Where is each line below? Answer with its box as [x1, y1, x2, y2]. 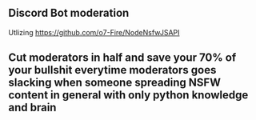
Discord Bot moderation [8, 6, 130, 20]
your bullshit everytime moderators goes [8, 63, 217, 77]
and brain [8, 101, 57, 114]
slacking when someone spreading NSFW [8, 76, 222, 90]
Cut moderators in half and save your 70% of [8, 51, 237, 65]
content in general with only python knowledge [8, 88, 249, 102]
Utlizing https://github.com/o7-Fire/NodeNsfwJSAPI [8, 27, 180, 37]
